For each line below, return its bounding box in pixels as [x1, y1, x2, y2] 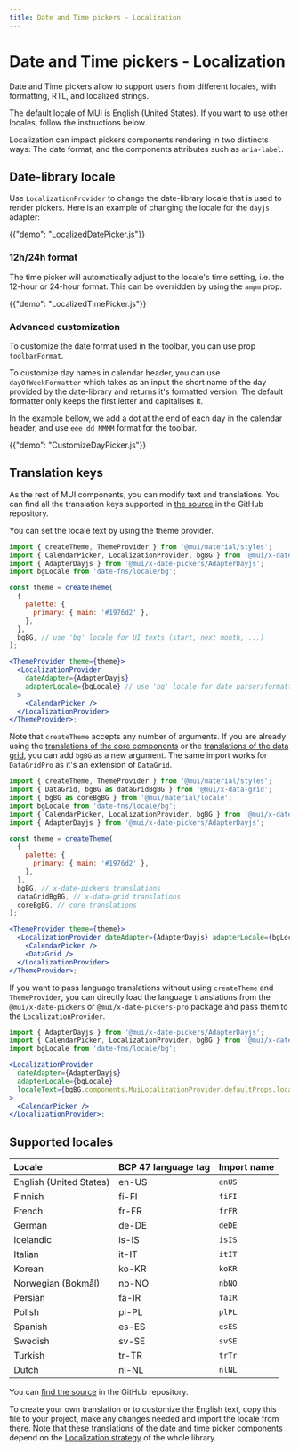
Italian [13, 1248, 40, 1261]
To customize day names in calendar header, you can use [9, 367, 221, 378]
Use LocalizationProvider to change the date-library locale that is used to [9, 193, 282, 204]
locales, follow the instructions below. [9, 117, 148, 127]
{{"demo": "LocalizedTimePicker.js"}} [9, 298, 147, 309]
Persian [13, 1292, 46, 1304]
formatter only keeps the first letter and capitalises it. [9, 395, 204, 406]
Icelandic [13, 1234, 52, 1246]
